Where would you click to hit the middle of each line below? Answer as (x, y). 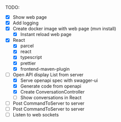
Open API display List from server (48, 74)
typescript (31, 57)
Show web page (30, 17)
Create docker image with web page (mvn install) (64, 29)
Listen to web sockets (36, 115)
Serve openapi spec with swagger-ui (59, 80)
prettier (28, 63)
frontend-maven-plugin (45, 69)
